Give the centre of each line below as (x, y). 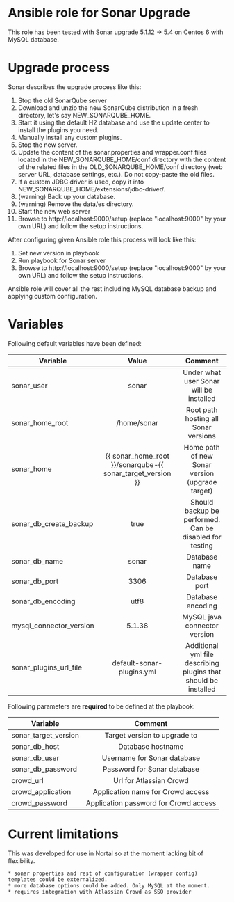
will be (202, 390)
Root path (202, 410)
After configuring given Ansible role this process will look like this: (102, 239)
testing (202, 546)
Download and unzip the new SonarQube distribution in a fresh (108, 108)
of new (202, 456)
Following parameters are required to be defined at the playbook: (101, 706)
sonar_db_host (35, 746)
